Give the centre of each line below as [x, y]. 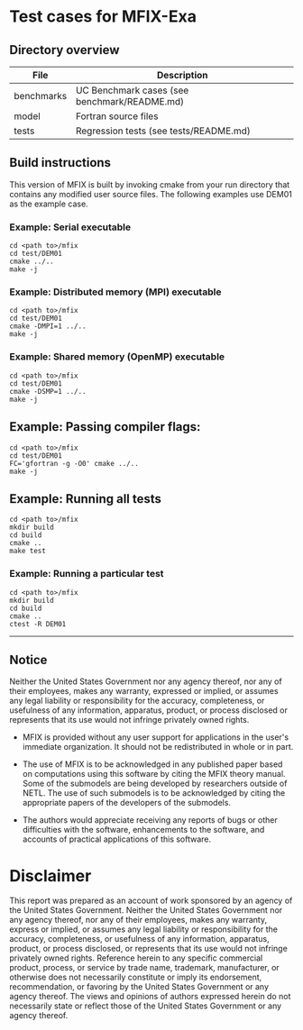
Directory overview [64, 50]
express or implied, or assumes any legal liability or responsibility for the [143, 929]
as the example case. [49, 204]
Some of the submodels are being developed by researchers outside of [155, 784]
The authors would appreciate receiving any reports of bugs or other [150, 820]
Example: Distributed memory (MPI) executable [115, 292]
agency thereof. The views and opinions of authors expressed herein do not [150, 997]
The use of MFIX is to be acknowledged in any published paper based [152, 764]
